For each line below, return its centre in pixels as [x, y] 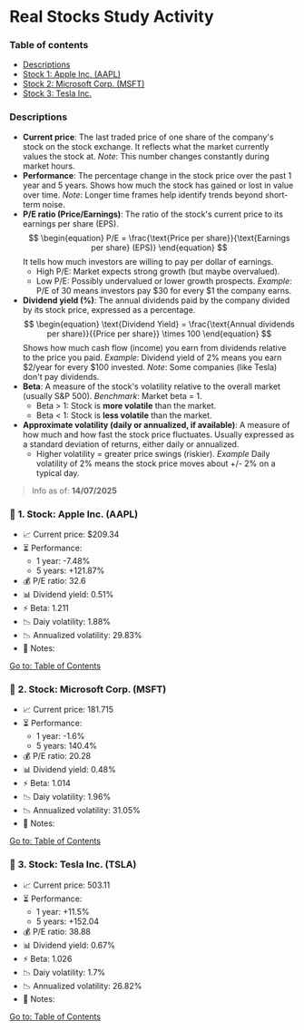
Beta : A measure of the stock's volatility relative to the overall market [152, 386]
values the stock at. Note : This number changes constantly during [146, 156]
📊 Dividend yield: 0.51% [68, 595]
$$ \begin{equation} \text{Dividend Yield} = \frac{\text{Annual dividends [159, 324]
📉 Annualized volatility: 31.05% [81, 811]
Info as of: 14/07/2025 [74, 491]
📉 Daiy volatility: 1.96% [67, 797]
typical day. [58, 472]
